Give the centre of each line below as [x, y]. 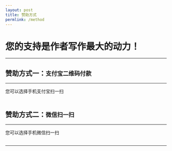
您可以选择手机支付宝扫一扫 [35, 91]
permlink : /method [25, 19]
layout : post [19, 10]
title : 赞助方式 [21, 15]
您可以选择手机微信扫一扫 [32, 132]
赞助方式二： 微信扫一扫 [40, 114]
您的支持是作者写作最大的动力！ [73, 46]
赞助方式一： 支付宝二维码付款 [48, 73]
